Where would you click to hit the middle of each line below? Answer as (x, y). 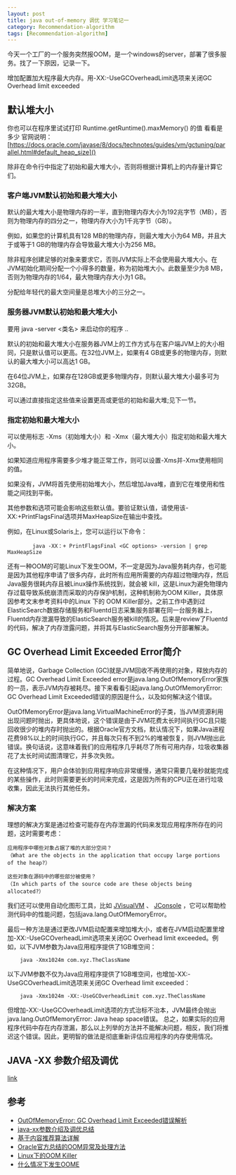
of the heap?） (29, 863)
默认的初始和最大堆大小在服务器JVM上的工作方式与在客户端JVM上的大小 (113, 343)
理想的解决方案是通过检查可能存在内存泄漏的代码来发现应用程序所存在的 (112, 825)
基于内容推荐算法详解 (48, 1138)
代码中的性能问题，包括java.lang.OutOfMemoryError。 (92, 914)
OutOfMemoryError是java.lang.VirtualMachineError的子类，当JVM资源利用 (115, 712)
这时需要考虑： (41, 833)
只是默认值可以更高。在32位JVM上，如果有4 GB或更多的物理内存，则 (120, 352)
